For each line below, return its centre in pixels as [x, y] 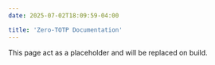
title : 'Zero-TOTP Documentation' [66, 30]
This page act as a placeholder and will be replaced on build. [108, 52]
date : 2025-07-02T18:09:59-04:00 [64, 15]
